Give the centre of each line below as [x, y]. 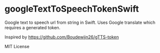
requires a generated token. [33, 27]
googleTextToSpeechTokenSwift [72, 9]
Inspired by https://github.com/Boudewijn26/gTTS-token [62, 37]
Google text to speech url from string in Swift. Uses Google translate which [80, 22]
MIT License [17, 46]
